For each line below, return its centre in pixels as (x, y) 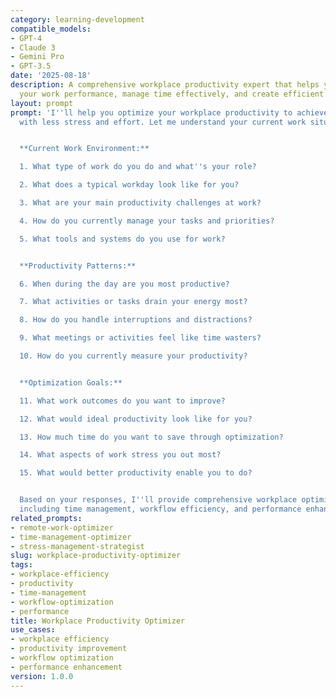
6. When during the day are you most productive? (124, 284)
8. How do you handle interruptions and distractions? (136, 320)
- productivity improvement (69, 649)
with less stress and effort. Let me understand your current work (163, 122)
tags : (21, 565)
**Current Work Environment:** (84, 149)
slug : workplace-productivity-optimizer (96, 556)
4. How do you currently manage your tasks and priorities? (147, 221)
